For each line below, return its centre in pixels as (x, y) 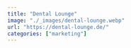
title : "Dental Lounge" (42, 14)
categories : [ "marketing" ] (47, 34)
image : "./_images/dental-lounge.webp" (66, 20)
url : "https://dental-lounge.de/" (58, 27)
